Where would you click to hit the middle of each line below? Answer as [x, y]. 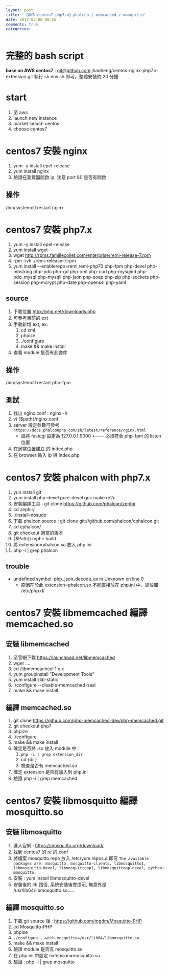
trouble [18, 567]
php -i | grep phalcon [35, 550]
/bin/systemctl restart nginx [35, 207]
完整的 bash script [45, 56]
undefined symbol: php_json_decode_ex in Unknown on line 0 [78, 579]
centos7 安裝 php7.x [49, 229]
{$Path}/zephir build [34, 539]
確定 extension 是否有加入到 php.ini [51, 772]
